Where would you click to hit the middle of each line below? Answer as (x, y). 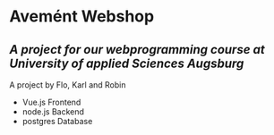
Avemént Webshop (82, 17)
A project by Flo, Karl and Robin (68, 85)
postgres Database (57, 121)
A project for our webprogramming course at (137, 50)
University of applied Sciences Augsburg (127, 63)
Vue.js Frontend (51, 102)
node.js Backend (53, 112)
